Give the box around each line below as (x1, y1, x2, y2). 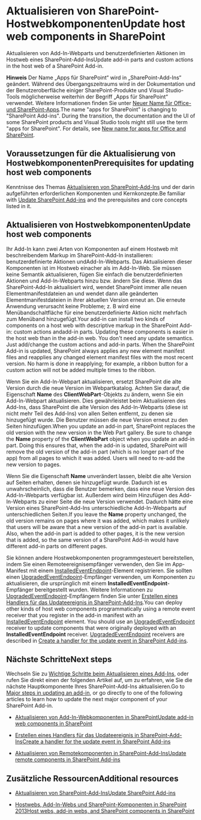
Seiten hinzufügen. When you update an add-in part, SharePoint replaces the (6, 422, 196, 429)
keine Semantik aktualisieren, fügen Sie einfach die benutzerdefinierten (6, 271, 183, 278)
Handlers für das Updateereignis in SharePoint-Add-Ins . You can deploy (6, 599, 183, 606)
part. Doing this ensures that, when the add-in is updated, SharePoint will (6, 441, 187, 449)
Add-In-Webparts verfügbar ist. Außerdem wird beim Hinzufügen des (6, 491, 178, 498)
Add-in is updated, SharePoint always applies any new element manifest (6, 347, 185, 355)
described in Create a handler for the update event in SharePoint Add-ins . (6, 637, 188, 644)
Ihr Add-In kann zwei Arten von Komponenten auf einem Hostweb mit (6, 245, 178, 253)
